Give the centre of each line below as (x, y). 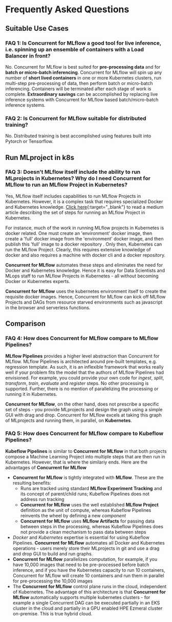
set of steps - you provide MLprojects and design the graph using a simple (84, 409)
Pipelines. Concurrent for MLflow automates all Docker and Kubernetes (89, 543)
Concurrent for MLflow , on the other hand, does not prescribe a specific (82, 404)
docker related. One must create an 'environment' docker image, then (79, 233)
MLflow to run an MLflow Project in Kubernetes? (67, 185)
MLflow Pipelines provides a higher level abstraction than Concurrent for (82, 356)
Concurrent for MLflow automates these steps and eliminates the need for (84, 265)
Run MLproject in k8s (40, 157)
